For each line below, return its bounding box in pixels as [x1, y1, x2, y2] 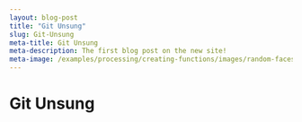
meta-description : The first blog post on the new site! [9, 47, 227, 56]
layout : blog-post [9, 13, 78, 22]
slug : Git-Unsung [9, 30, 75, 39]
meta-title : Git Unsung [9, 38, 99, 48]
